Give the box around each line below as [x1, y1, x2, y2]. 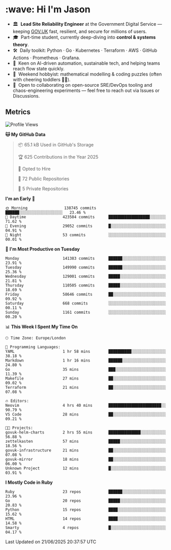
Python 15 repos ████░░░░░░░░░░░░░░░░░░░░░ [5, 507, 166, 512]
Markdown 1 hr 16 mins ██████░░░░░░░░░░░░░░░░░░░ [5, 358, 166, 363]
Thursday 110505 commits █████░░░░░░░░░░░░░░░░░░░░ [5, 282, 166, 288]
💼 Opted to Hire [17, 165, 51, 172]
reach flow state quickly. [12, 65, 65, 71]
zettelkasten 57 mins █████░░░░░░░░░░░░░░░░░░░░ [5, 439, 166, 444]
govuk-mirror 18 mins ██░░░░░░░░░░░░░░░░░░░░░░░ [5, 457, 166, 462]
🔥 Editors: [5, 398, 29, 404]
